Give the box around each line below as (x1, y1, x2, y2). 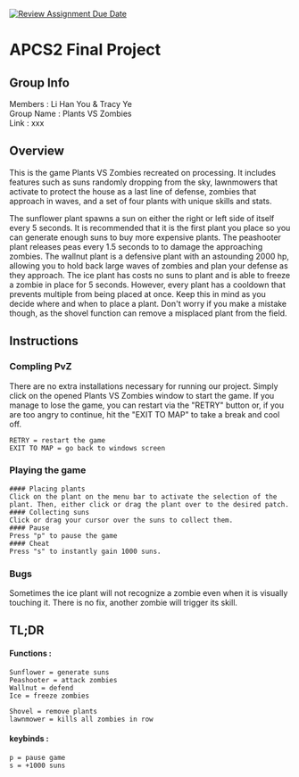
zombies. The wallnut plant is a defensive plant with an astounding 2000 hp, (9, 251, 290, 261)
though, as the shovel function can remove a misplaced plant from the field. (9, 308, 287, 318)
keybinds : (9, 733, 49, 744)
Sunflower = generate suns (9, 667, 110, 677)
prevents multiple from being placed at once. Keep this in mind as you (9, 288, 266, 299)
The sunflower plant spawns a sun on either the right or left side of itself (9, 212, 275, 223)
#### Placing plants (9, 484, 87, 493)
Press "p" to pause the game (9, 531, 118, 540)
